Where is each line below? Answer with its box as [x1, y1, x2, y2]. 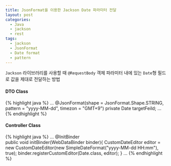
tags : [5, 36, 17, 42]
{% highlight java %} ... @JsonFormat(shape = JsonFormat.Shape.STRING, [5, 99, 164, 106]
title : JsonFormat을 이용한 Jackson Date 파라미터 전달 [5, 7, 117, 13]
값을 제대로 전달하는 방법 [10, 76, 61, 82]
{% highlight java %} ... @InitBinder [5, 134, 80, 140]
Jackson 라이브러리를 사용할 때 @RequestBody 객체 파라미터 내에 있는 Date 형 [5, 70, 157, 76]
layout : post [5, 12, 33, 17]
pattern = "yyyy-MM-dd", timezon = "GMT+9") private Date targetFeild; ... [5, 105, 162, 111]
